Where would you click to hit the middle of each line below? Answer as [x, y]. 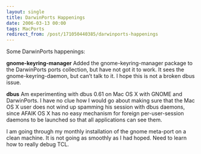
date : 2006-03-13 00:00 [36, 23]
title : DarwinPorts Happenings [46, 18]
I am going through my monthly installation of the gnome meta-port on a [96, 132]
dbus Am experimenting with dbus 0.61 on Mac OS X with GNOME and [94, 94]
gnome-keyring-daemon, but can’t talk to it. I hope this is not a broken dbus [100, 76]
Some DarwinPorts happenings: [46, 51]
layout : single [25, 12]
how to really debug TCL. [38, 144]
